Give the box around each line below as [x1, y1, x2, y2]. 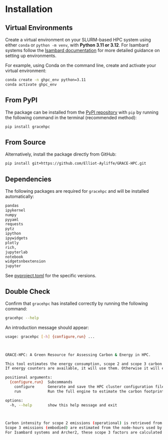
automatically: [5, 193, 34, 199]
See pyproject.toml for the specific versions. [5, 273, 96, 279]
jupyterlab [5, 249, 28, 255]
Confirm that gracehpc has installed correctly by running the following [5, 300, 148, 306]
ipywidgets [5, 236, 28, 241]
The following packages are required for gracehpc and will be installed [5, 188, 149, 194]
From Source [5, 138, 46, 146]
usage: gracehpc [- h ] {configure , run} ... [5, 334, 95, 339]
